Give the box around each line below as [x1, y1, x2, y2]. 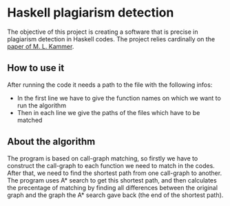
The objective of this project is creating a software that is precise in [7, 28, 198, 36]
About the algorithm [7, 136, 96, 147]
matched [17, 116, 43, 124]
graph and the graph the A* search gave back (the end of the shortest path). [7, 191, 224, 199]
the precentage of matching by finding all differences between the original [7, 183, 218, 192]
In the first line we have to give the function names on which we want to [17, 94, 222, 102]
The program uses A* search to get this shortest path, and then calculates [7, 176, 217, 184]
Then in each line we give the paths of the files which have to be [17, 108, 200, 116]
